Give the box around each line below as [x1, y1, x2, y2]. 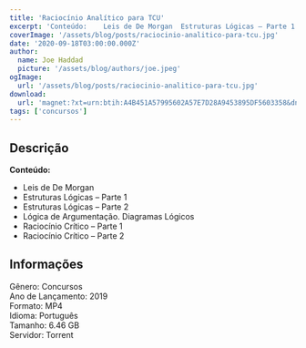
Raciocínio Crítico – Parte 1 [22, 220, 123, 232]
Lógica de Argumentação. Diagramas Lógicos [22, 211, 195, 222]
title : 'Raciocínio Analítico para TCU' [9, 13, 166, 23]
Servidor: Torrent [9, 329, 74, 340]
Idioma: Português [9, 310, 79, 321]
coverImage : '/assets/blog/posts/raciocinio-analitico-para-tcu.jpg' [9, 30, 280, 39]
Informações [9, 257, 84, 272]
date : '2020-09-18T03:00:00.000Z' [9, 38, 141, 48]
